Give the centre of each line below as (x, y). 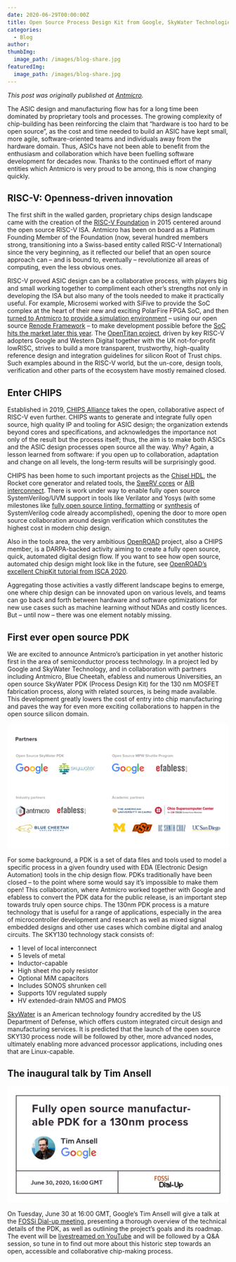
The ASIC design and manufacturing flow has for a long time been (103, 108)
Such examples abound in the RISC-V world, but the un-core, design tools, (115, 363)
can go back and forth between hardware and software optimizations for (112, 600)
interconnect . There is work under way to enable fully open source (104, 491)
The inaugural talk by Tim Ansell (79, 1073)
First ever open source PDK (68, 637)
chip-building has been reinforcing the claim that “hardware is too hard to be (118, 124)
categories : (25, 30)
